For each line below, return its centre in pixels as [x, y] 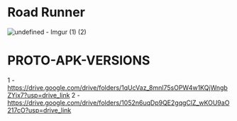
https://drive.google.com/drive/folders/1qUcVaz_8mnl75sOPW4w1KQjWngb [118, 87]
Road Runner [46, 12]
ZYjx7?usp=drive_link [39, 95]
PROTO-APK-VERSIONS [79, 60]
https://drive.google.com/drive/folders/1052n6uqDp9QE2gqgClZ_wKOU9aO [118, 103]
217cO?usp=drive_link [39, 110]
